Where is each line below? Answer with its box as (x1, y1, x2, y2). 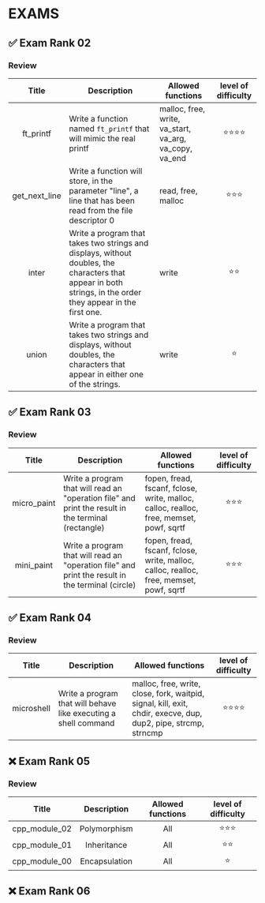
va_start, (159, 123, 192, 134)
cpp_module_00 (12, 856, 73, 867)
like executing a (58, 708, 117, 719)
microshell (12, 703, 51, 714)
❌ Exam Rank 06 (8, 885, 91, 898)
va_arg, (159, 133, 187, 144)
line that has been (69, 195, 136, 206)
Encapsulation (80, 856, 132, 867)
